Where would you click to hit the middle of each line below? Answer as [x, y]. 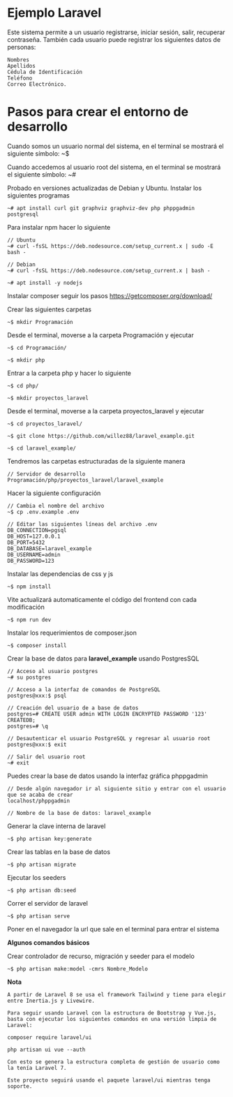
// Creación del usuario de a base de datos [73, 708]
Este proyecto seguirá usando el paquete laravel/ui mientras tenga [109, 1080]
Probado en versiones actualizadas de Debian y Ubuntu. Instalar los [105, 188]
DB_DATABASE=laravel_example [50, 548]
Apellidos [22, 66]
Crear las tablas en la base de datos [59, 852]
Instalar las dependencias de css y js [60, 573]
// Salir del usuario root [46, 757]
